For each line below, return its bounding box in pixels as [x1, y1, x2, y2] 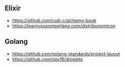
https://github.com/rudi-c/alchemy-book [12, 17, 97, 23]
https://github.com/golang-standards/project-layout [12, 50, 120, 57]
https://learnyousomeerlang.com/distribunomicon [12, 23, 115, 29]
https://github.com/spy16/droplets [12, 56, 83, 62]
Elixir [5, 4, 21, 13]
